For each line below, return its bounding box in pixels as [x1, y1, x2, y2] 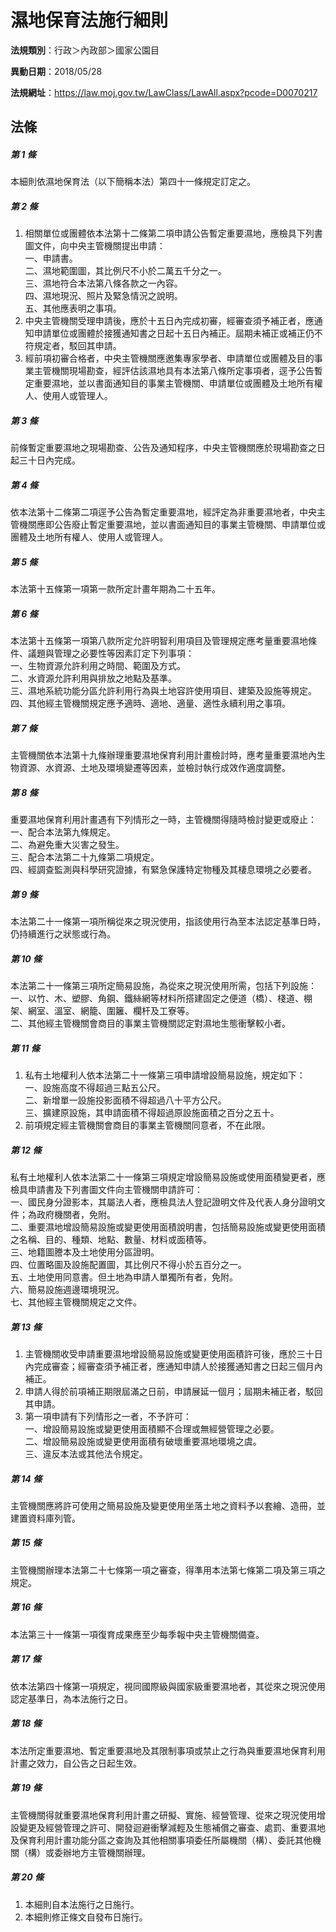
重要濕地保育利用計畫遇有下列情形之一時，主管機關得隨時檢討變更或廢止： [10, 814, 317, 826]
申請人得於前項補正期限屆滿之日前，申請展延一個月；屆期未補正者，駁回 [24, 1385, 323, 1397]
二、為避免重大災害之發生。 [10, 839, 125, 851]
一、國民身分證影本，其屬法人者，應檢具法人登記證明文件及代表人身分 [10, 1196, 300, 1208]
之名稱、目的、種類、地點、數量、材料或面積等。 [10, 1233, 212, 1245]
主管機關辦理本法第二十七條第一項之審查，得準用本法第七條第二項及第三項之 [10, 1564, 326, 1576]
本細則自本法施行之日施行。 [24, 1898, 140, 1910]
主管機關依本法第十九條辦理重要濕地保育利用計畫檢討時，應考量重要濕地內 [10, 749, 317, 761]
